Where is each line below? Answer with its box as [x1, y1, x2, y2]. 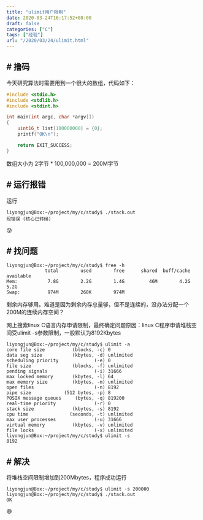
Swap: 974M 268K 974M [6, 289, 124, 295]
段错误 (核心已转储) [6, 215, 52, 222]
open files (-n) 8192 [6, 384, 120, 390]
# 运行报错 [6, 179, 46, 190]
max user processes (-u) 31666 [6, 417, 122, 423]
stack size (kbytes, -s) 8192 [6, 406, 120, 412]
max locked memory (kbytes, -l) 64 [6, 374, 114, 380]
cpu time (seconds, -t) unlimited [6, 411, 133, 417]
